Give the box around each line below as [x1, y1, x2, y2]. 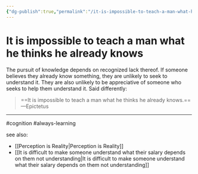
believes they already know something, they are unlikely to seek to [6, 72, 168, 80]
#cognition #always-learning [6, 119, 76, 127]
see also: [6, 131, 28, 138]
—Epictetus [20, 103, 49, 110]
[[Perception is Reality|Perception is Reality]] [14, 142, 124, 149]
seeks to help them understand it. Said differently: [6, 85, 127, 92]
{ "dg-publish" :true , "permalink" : [6, 8, 88, 15]
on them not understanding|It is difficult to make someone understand [14, 155, 185, 162]
